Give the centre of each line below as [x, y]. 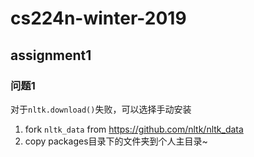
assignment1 [51, 55]
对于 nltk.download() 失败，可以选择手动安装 [101, 109]
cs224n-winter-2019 [98, 18]
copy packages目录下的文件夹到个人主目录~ [116, 141]
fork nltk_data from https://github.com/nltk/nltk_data [134, 129]
